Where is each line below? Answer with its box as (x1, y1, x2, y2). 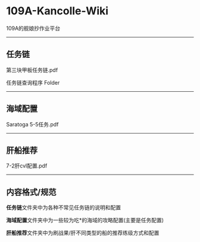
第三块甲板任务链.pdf (6, 66, 58, 73)
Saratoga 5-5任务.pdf (6, 120, 59, 128)
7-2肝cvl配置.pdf (6, 162, 48, 169)
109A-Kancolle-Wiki (6, 4, 109, 18)
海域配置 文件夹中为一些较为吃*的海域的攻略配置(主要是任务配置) (6, 216, 164, 224)
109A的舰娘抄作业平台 (6, 24, 61, 32)
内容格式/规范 (6, 187, 57, 197)
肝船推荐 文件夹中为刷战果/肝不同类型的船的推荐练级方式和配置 (6, 229, 160, 237)
